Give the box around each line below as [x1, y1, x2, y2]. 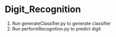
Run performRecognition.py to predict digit [12, 25, 101, 31]
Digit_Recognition [5, 4, 81, 15]
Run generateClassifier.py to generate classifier [12, 20, 111, 26]
